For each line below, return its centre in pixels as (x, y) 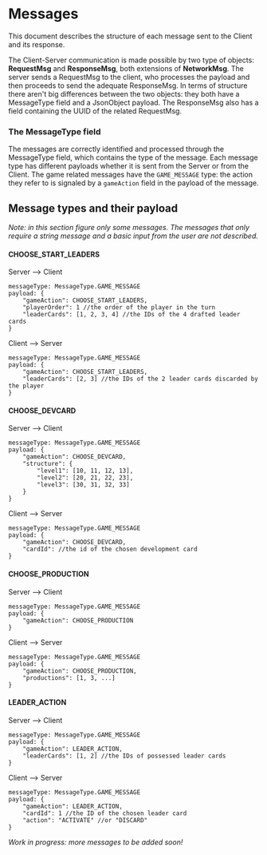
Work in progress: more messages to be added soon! (96, 842)
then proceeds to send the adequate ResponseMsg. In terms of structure (128, 85)
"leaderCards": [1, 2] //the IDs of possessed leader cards (124, 756)
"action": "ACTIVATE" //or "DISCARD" (85, 820)
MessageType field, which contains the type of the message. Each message (133, 157)
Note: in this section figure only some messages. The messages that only (129, 228)
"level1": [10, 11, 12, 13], (85, 471)
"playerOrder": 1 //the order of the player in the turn (119, 308)
